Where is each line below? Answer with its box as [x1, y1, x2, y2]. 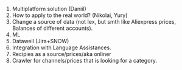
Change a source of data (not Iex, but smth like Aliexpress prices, [12, 18, 177, 25]
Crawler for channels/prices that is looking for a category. [12, 57, 157, 64]
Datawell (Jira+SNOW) [12, 38, 69, 44]
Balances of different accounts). [12, 24, 93, 32]
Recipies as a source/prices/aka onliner [12, 51, 111, 57]
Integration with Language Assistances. [12, 44, 111, 51]
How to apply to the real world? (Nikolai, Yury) [12, 12, 128, 19]
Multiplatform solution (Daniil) [12, 5, 86, 12]
